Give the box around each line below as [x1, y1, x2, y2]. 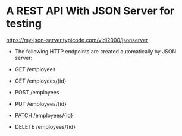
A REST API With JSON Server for [6, 4, 175, 18]
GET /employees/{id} [14, 77, 67, 84]
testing [6, 17, 42, 30]
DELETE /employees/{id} [14, 123, 76, 130]
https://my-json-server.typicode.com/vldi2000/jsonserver [6, 36, 148, 43]
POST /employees [14, 88, 59, 96]
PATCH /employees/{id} [14, 112, 73, 119]
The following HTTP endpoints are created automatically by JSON [14, 48, 177, 55]
